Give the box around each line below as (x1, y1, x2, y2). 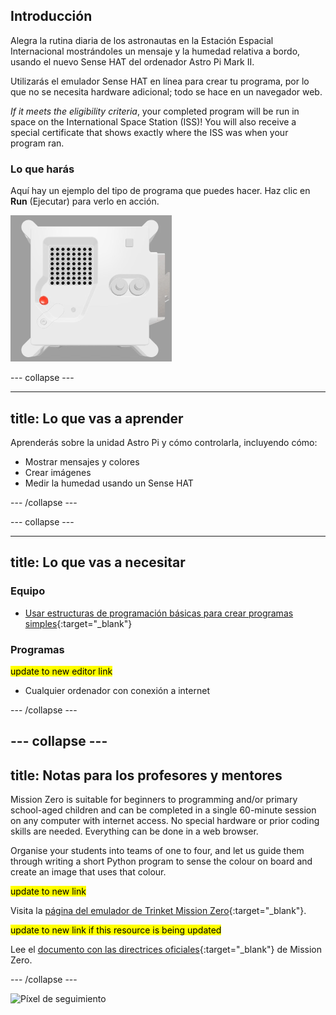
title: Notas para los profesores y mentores (10, 767, 283, 784)
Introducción (10, 8, 93, 25)
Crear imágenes (24, 466, 92, 478)
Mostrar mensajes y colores (24, 455, 140, 468)
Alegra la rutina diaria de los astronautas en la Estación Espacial (10, 34, 274, 46)
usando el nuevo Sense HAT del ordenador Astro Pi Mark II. (10, 55, 255, 68)
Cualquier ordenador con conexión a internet (24, 684, 210, 696)
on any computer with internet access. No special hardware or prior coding (10, 815, 320, 827)
